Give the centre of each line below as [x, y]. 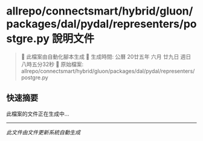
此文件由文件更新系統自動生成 [43, 132]
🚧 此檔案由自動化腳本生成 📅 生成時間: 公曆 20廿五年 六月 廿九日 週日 [106, 56]
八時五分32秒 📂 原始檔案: [52, 64]
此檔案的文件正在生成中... [38, 114]
